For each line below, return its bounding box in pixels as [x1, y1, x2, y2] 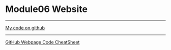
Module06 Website [5, 3, 88, 15]
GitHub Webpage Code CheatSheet [5, 39, 80, 45]
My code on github [5, 24, 45, 30]
